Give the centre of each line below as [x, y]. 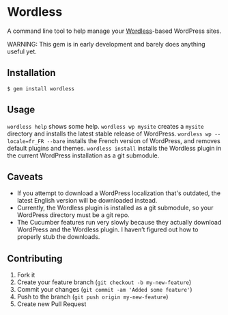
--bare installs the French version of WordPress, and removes [133, 140]
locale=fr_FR [26, 141]
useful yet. [22, 51]
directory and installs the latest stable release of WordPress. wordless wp [109, 134]
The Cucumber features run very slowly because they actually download [119, 223]
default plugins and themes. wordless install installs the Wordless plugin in [114, 148]
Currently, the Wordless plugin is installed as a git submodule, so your [115, 208]
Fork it [26, 275]
